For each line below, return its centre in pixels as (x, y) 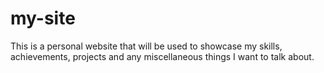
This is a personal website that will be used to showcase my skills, (146, 46)
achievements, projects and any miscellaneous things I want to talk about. (162, 56)
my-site (43, 18)
